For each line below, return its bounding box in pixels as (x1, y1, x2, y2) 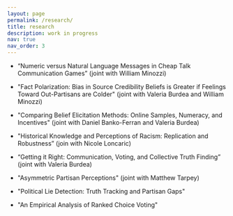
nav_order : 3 (7, 43, 45, 49)
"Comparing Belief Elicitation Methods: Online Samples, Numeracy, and (17, 111, 223, 119)
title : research (7, 23, 54, 30)
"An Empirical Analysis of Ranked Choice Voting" (17, 201, 158, 209)
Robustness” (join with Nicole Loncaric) (17, 139, 131, 147)
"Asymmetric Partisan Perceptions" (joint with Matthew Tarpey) (17, 173, 200, 182)
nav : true (7, 36, 36, 43)
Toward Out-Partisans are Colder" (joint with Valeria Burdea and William (17, 90, 225, 98)
